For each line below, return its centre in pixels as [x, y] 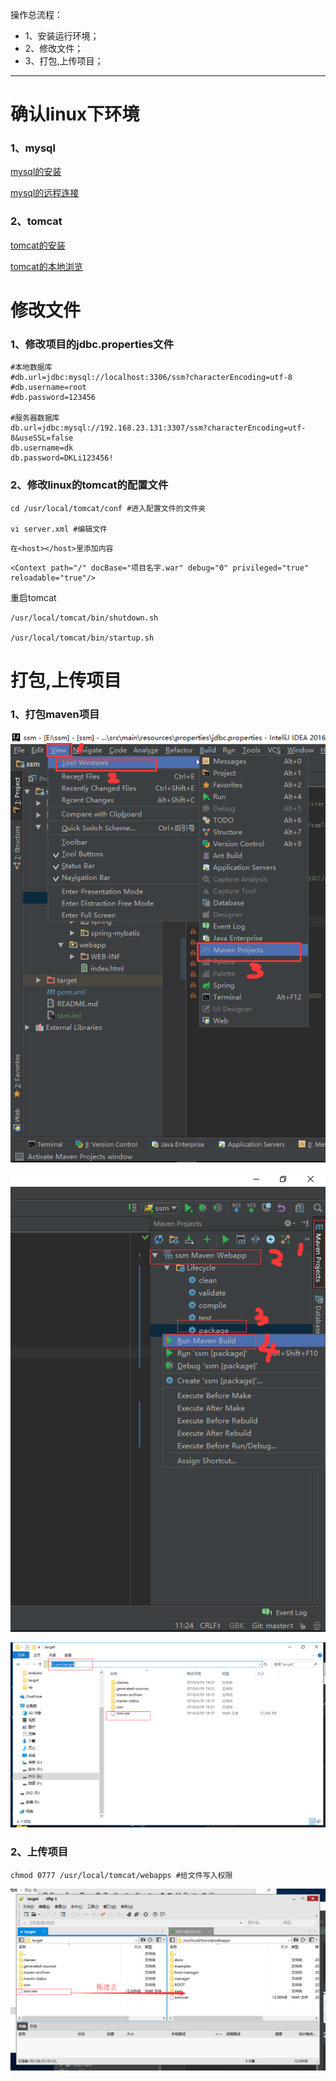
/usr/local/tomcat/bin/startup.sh [82, 638]
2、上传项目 [39, 1852]
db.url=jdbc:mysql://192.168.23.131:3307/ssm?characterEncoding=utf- [158, 428]
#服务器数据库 [35, 418]
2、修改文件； [54, 48]
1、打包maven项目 [55, 714]
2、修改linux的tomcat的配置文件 [89, 485]
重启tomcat [33, 597]
